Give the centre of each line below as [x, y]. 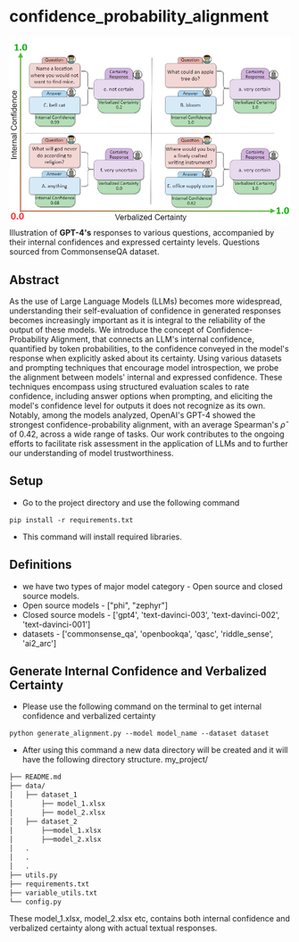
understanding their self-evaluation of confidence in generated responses [145, 311]
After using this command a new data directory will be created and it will [155, 750]
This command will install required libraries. [102, 537]
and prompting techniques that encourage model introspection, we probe [144, 367]
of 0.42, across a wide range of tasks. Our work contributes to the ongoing [147, 434]
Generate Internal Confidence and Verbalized [138, 671]
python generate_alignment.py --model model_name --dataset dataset [139, 734]
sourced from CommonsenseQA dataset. [84, 252]
